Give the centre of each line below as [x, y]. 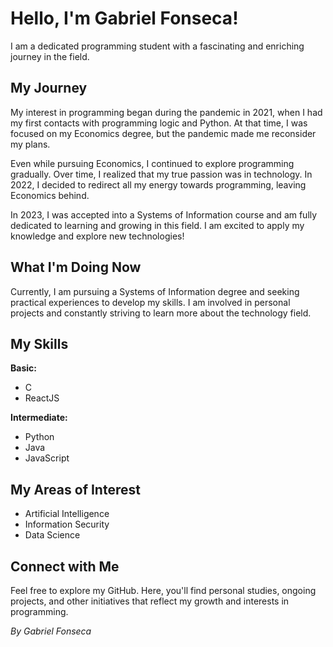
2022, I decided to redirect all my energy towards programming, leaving [158, 184]
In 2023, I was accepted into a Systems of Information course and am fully [164, 214]
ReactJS [42, 398]
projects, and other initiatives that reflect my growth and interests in [150, 601]
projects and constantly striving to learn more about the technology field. [161, 313]
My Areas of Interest [75, 489]
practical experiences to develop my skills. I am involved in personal [150, 302]
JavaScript [47, 458]
